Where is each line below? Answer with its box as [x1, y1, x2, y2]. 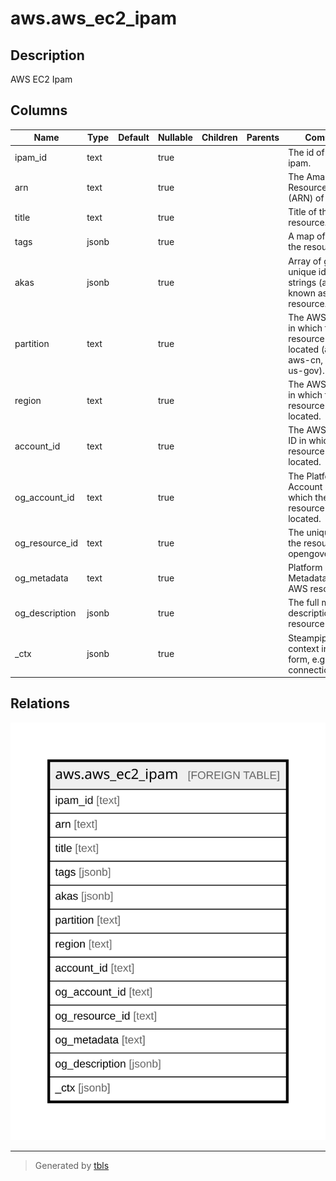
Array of [288, 255, 322, 267]
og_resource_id [14, 537, 79, 549]
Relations [10, 695, 71, 712]
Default [118, 132, 150, 144]
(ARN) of [288, 192, 325, 204]
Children [201, 132, 238, 144]
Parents [246, 132, 280, 144]
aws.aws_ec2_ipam [10, 7, 178, 30]
